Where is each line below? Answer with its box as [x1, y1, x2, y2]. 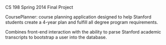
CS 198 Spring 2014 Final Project [5, 4, 73, 10]
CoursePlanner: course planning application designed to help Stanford [5, 14, 151, 19]
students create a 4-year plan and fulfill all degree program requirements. [5, 19, 158, 25]
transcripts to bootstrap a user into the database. [5, 34, 107, 40]
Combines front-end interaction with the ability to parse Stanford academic [5, 29, 161, 34]
